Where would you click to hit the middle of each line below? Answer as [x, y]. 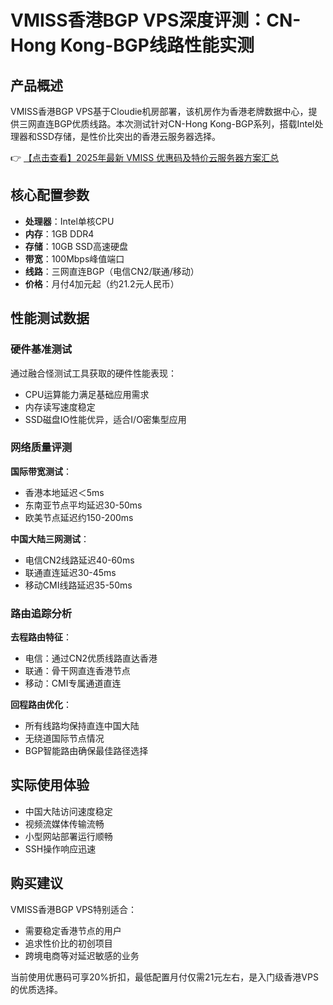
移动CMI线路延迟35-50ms [78, 585]
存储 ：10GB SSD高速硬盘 [76, 246]
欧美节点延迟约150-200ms [79, 517]
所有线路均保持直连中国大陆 [82, 726]
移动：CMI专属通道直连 [73, 683]
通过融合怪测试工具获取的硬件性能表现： [93, 373]
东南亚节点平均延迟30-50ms [83, 505]
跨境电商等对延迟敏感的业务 [82, 955]
